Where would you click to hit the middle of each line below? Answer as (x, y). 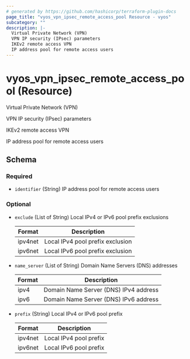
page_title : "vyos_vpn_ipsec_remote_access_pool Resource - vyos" (89, 17)
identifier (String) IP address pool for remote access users (87, 189)
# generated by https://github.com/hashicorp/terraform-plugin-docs (91, 11)
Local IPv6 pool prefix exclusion (88, 251)
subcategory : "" (26, 22)
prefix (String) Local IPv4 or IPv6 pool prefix (68, 313)
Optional (18, 204)
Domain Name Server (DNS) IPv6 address (101, 299)
